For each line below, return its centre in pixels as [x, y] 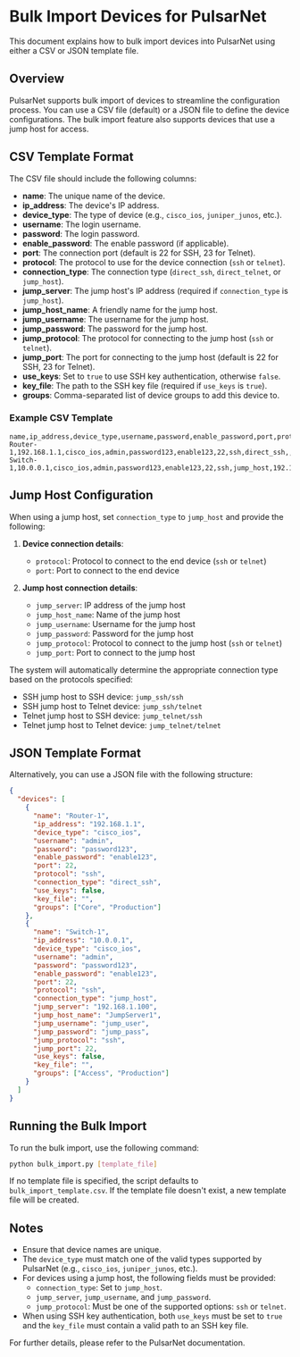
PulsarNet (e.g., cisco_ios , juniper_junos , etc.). [110, 1269]
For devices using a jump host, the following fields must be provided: [149, 1278]
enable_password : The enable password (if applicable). [125, 243]
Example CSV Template [61, 418]
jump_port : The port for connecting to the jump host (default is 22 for [150, 357]
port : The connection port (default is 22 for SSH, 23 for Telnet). [139, 253]
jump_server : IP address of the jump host [110, 605]
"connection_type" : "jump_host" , [95, 999]
